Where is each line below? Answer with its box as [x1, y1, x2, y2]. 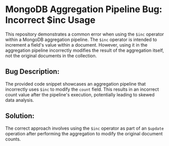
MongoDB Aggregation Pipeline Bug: [5, 4, 162, 15]
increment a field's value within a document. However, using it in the [5, 42, 148, 48]
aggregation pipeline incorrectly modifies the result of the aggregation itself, [5, 47, 164, 53]
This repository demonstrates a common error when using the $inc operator [5, 31, 164, 37]
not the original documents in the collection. [5, 52, 97, 59]
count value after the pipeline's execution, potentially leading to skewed [5, 91, 155, 97]
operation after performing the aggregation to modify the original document [5, 130, 163, 136]
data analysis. [5, 97, 34, 103]
